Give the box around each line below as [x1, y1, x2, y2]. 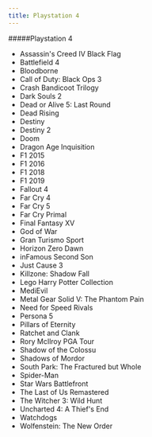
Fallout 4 [19, 184, 49, 193]
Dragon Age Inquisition [19, 142, 95, 151]
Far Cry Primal [19, 209, 67, 219]
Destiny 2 [19, 125, 51, 135]
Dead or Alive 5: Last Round [19, 99, 111, 109]
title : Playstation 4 [8, 11, 80, 20]
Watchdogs [19, 412, 58, 422]
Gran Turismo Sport [19, 235, 85, 244]
